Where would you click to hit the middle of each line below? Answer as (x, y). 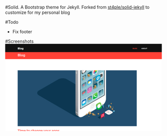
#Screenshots (19, 41)
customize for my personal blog (38, 12)
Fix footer (22, 32)
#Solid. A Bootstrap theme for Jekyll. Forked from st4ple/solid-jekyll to (78, 7)
